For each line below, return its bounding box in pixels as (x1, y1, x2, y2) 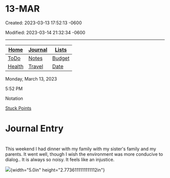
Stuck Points (5, 105, 32, 111)
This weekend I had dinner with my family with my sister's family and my (5, 146, 156, 152)
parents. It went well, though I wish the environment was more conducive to (5, 151, 163, 157)
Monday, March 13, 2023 (5, 76, 57, 82)
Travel (28, 63, 44, 70)
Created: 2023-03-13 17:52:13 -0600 (5, 20, 82, 26)
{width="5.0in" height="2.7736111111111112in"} (10, 167, 105, 173)
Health (8, 63, 24, 70)
